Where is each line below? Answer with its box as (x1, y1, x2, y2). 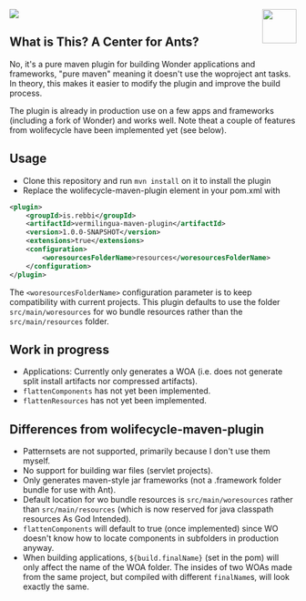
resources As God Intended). (22, 514, 132, 525)
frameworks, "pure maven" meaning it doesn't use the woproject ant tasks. (9, 68, 291, 79)
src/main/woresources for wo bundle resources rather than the (9, 306, 243, 317)
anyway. (22, 543, 55, 554)
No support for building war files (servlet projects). (22, 465, 214, 476)
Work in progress (9, 341, 109, 357)
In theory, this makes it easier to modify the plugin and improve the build (9, 77, 280, 88)
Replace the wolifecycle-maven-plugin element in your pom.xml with (22, 185, 280, 196)
